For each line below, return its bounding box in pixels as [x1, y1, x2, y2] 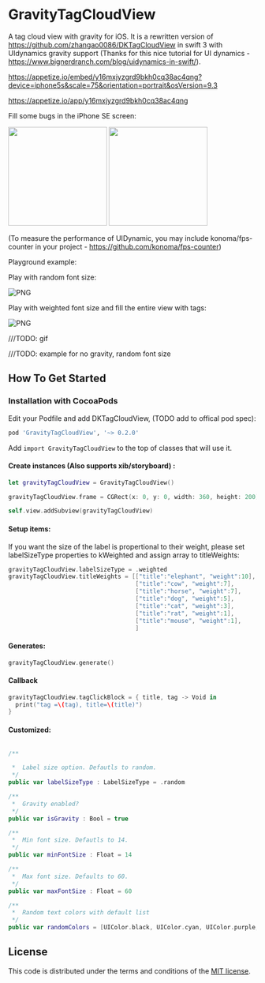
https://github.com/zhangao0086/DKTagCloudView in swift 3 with [8, 39, 223, 49]
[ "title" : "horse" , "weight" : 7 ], [135, 587, 242, 595]
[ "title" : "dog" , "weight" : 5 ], [135, 595, 235, 603]
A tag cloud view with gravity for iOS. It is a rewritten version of [8, 32, 214, 41]
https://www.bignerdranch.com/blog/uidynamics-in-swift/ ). [8, 57, 201, 66]
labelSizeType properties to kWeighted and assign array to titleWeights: [8, 550, 240, 560]
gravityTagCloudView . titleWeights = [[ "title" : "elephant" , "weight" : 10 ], [8, 572, 256, 581]
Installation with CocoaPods [8, 396, 118, 407]
